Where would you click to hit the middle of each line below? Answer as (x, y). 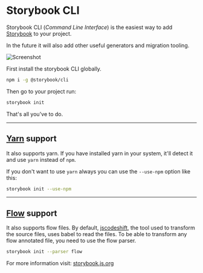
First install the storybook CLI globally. (54, 69)
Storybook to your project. (39, 33)
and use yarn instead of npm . (41, 159)
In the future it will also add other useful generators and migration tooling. (98, 45)
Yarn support (32, 139)
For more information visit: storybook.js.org (60, 263)
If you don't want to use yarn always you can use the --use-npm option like (98, 171)
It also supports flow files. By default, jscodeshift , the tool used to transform (101, 228)
